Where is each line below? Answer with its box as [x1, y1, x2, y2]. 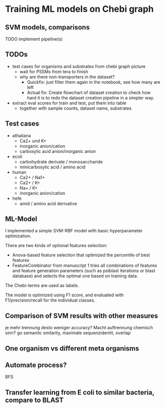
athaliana [12, 132, 31, 138]
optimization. [5, 233, 32, 239]
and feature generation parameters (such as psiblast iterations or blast [12, 268, 156, 274]
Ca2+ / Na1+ [19, 174, 45, 180]
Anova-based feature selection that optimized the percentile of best [12, 252, 150, 258]
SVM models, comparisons [5, 23, 90, 31]
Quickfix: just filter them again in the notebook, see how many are [27, 79, 161, 85]
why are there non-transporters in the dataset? [19, 74, 115, 80]
